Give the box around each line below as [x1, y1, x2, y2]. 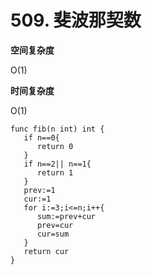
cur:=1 [23, 194, 52, 204]
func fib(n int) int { [10, 124, 105, 134]
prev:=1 [23, 185, 56, 195]
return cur [23, 246, 70, 256]
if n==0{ [23, 132, 60, 143]
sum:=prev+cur [36, 211, 97, 221]
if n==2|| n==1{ [23, 159, 92, 169]
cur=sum [36, 229, 70, 239]
